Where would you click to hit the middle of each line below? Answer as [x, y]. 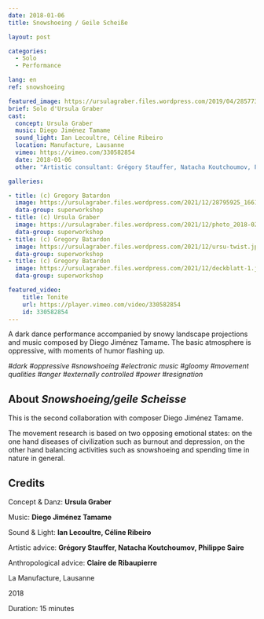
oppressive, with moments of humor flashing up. [86, 351]
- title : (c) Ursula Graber [54, 218]
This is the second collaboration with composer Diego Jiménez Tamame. [126, 418]
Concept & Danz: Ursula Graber [60, 502]
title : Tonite [45, 297]
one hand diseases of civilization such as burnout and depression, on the [126, 441]
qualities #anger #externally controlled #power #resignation [106, 375]
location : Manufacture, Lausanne [70, 145]
